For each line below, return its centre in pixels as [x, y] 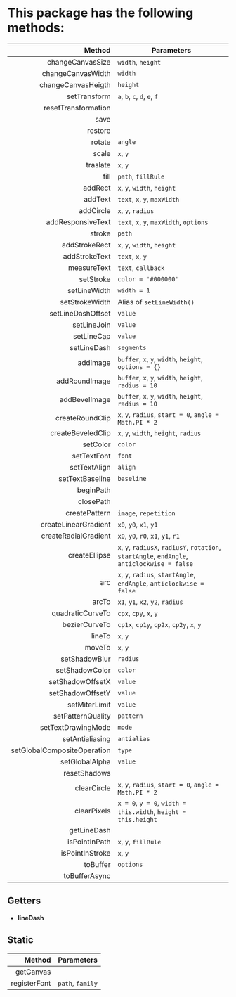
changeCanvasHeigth [75, 84]
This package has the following [100, 13]
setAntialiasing [86, 738]
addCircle [94, 210]
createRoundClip [83, 418]
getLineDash [90, 830]
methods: [36, 28]
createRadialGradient [76, 536]
